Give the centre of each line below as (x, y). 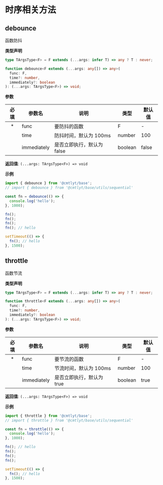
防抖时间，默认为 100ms (82, 135)
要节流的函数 (69, 359)
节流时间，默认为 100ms (83, 368)
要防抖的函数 (69, 127)
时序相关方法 (31, 10)
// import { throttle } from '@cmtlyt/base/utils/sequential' (69, 420)
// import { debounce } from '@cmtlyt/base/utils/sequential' (69, 188)
